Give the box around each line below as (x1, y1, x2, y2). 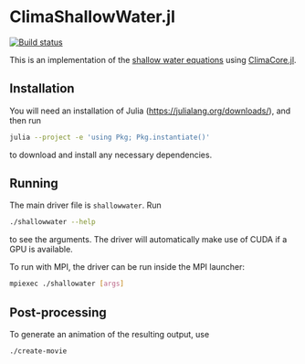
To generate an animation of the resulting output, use (9, 329, 210, 339)
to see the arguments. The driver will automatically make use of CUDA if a (9, 234, 288, 245)
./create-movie (9, 347, 68, 356)
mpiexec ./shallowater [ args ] (9, 279, 125, 289)
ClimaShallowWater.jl (9, 6, 176, 27)
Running (9, 176, 59, 191)
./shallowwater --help (9, 218, 96, 227)
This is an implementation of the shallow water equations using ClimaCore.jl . (9, 54, 297, 65)
